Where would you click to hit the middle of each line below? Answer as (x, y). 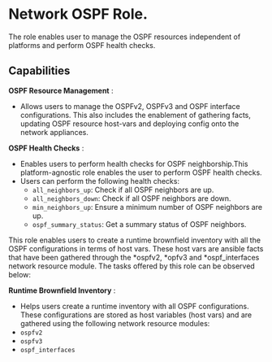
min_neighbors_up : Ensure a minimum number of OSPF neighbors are (147, 207)
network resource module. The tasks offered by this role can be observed (132, 266)
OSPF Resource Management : (61, 90)
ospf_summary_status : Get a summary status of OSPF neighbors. (139, 224)
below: (19, 274)
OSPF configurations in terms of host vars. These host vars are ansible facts (136, 248)
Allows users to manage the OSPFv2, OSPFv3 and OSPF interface (130, 106)
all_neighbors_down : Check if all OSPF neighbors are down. (132, 198)
